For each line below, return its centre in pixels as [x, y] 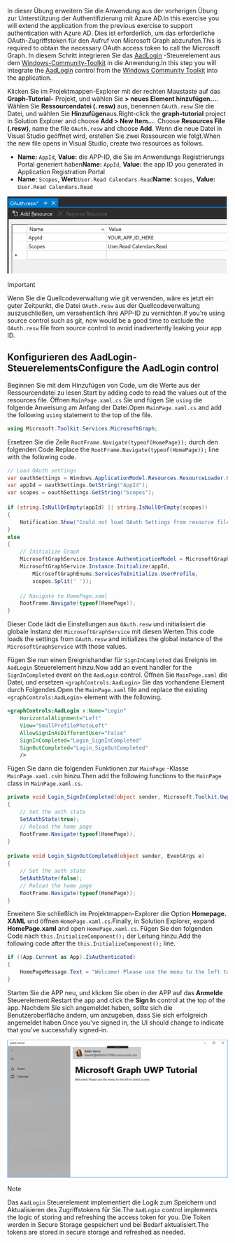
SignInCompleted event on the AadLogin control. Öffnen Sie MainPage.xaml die [117, 675]
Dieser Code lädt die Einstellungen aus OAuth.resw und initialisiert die [107, 624]
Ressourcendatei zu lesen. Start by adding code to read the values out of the [117, 393]
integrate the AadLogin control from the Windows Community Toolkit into [113, 70]
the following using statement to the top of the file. [80, 415]
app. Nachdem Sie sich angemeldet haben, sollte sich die [90, 1007]
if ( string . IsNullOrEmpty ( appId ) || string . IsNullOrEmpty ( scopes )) [108, 507]
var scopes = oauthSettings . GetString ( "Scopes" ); [81, 493]
